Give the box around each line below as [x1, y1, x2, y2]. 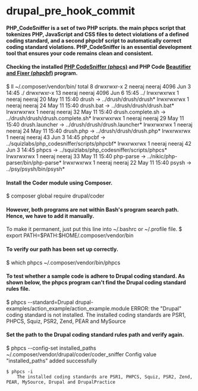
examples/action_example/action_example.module [6, 304, 130, 312]
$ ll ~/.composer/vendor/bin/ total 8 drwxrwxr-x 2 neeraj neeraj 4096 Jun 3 [6, 82, 191, 90]
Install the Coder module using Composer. [6, 179, 113, 186]
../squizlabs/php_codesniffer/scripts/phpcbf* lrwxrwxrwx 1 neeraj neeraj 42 [6, 140, 192, 147]
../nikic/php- [147, 152, 178, 159]
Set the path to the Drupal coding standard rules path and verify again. [6, 331, 184, 338]
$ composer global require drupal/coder [6, 192, 105, 199]
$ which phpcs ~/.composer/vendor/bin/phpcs [6, 258, 121, 266]
